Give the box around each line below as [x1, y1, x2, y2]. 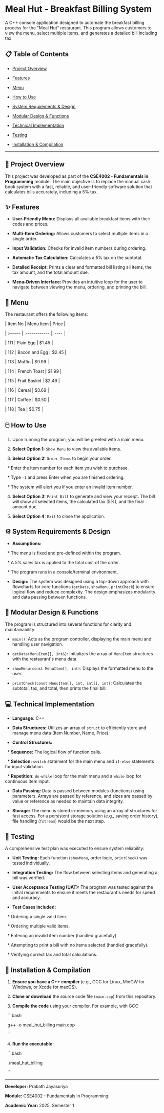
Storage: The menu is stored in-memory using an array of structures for [12, 808, 158, 814]
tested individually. [12, 860, 50, 866]
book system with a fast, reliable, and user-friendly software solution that [5, 184, 152, 189]
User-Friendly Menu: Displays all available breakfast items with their [12, 216, 150, 222]
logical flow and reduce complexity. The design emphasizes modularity [12, 589, 156, 594]
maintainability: [5, 626, 36, 632]
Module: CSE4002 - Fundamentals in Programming [5, 1093, 109, 1099]
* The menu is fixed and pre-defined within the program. [7, 550, 121, 556]
